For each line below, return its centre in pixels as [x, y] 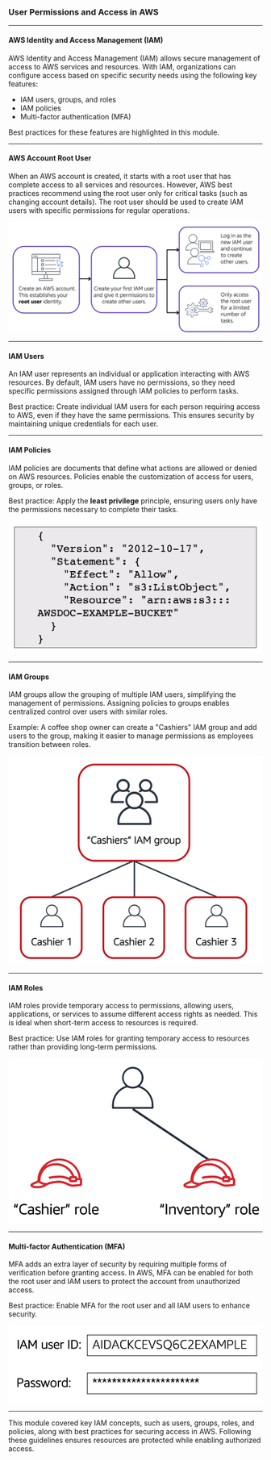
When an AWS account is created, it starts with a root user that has [120, 176]
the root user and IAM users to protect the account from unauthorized [124, 1282]
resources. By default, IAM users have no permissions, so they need [122, 382]
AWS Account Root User [50, 158]
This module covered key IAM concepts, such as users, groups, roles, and [131, 1423]
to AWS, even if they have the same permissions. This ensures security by [131, 415]
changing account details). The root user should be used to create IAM [126, 202]
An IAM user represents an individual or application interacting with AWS [129, 374]
